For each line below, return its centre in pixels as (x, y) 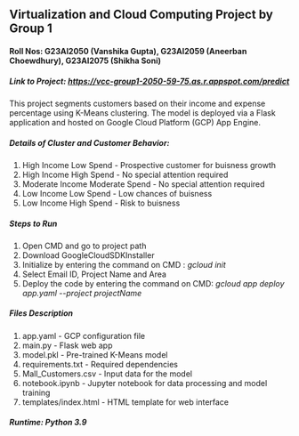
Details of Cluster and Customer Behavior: (89, 142)
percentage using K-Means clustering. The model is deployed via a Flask (142, 113)
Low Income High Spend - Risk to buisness (101, 203)
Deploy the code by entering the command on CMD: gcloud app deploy (153, 283)
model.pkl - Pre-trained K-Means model (95, 354)
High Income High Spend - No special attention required (125, 174)
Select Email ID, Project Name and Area (94, 274)
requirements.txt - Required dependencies (100, 364)
